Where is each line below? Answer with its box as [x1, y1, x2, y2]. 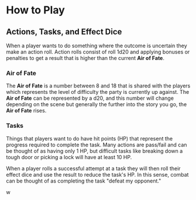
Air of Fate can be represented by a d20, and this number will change [6, 94, 174, 102]
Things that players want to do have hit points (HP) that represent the [6, 135, 173, 142]
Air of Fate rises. [6, 107, 47, 114]
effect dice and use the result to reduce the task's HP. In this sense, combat [6, 171, 189, 178]
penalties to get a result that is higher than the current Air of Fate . [6, 55, 165, 61]
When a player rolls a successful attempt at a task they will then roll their [6, 164, 181, 172]
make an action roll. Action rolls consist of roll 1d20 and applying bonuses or [6, 48, 190, 55]
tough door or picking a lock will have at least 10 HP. [6, 153, 132, 160]
